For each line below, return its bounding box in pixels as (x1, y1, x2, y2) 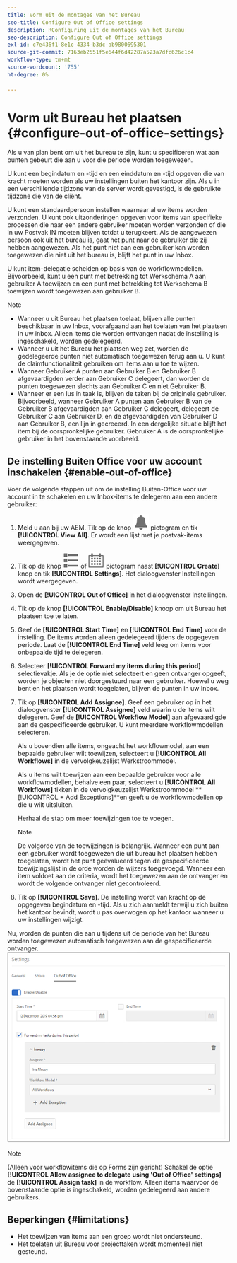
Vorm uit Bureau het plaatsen (7, 110, 182, 126)
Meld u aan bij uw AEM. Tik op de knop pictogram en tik (17, 523, 198, 532)
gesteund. (17, 1247, 47, 1255)
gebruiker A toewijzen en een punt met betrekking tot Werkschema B (7, 279, 208, 288)
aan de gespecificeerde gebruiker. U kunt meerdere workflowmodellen (17, 721, 224, 729)
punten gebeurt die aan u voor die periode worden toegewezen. (7, 156, 193, 164)
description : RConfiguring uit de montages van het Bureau (7, 26, 185, 33)
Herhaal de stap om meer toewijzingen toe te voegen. (17, 814, 174, 823)
